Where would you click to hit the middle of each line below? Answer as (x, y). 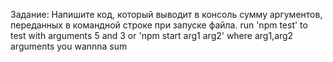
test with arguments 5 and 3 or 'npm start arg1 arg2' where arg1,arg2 (152, 35)
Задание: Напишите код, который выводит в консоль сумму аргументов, (166, 14)
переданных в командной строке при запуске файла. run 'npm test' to (159, 25)
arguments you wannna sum (69, 46)
